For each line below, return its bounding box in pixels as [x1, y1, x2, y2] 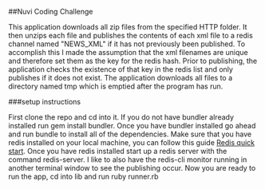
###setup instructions [8, 97, 81, 106]
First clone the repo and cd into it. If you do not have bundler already [8, 112, 234, 122]
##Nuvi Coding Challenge [8, 7, 93, 16]
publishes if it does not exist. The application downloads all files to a [8, 73, 233, 82]
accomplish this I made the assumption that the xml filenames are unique [8, 48, 249, 57]
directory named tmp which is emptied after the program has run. [8, 81, 223, 91]
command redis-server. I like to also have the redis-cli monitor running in [8, 155, 247, 164]
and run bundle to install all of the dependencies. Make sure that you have [8, 129, 252, 139]
